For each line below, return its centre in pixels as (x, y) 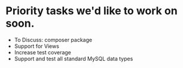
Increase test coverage (42, 52)
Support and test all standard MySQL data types (74, 59)
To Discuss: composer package (53, 40)
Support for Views (36, 46)
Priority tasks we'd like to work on (91, 11)
